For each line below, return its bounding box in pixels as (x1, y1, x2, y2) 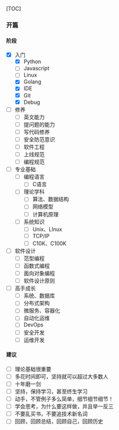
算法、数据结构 (32, 196, 69, 203)
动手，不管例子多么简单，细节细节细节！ (14, 395, 114, 403)
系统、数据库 (23, 292, 55, 299)
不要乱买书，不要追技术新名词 (14, 410, 88, 417)
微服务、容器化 (23, 307, 60, 314)
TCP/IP (32, 232, 50, 239)
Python (23, 58, 41, 65)
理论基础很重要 (14, 365, 52, 372)
